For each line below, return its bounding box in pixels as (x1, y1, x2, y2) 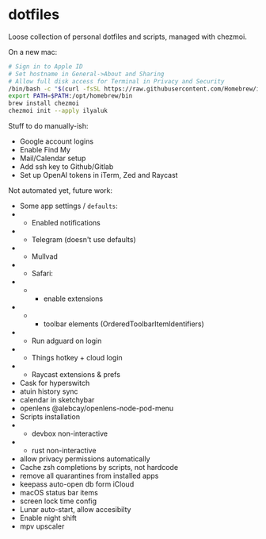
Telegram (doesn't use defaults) (31, 235, 136, 244)
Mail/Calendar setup (19, 153, 86, 164)
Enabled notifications (31, 218, 101, 228)
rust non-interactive (31, 446, 97, 456)
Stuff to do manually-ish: (8, 121, 89, 131)
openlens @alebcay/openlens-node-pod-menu (19, 403, 174, 414)
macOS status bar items (19, 488, 99, 498)
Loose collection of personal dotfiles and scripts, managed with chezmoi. (8, 32, 247, 41)
